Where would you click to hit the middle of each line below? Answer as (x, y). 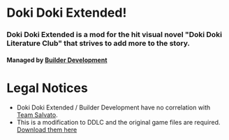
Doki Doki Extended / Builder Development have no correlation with (113, 107)
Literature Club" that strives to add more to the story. (98, 43)
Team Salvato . (37, 115)
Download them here (47, 130)
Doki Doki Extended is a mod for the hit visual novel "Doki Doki (114, 35)
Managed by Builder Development (57, 60)
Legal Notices (47, 88)
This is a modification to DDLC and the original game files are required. (118, 122)
